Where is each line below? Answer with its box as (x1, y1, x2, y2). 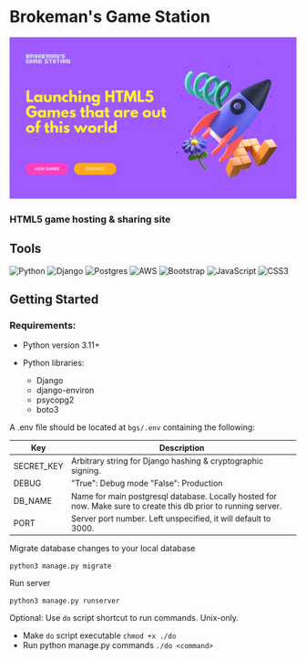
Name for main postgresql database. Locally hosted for (71, 490, 278, 501)
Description (158, 442, 205, 453)
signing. (71, 466, 102, 477)
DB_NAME (13, 496, 53, 507)
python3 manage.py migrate (9, 561, 112, 571)
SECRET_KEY (13, 460, 64, 471)
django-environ (36, 385, 95, 396)
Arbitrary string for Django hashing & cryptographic (71, 456, 264, 466)
